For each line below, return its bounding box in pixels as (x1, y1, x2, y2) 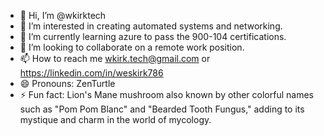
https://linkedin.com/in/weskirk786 (19, 67, 164, 79)
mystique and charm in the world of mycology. (19, 114, 212, 125)
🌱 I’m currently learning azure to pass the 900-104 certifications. (19, 31, 287, 42)
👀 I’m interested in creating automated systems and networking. (19, 20, 283, 32)
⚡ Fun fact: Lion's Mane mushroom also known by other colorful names (19, 89, 314, 100)
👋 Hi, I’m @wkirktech (19, 10, 107, 21)
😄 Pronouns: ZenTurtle (19, 78, 116, 89)
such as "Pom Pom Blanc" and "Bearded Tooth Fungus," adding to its (19, 103, 305, 115)
